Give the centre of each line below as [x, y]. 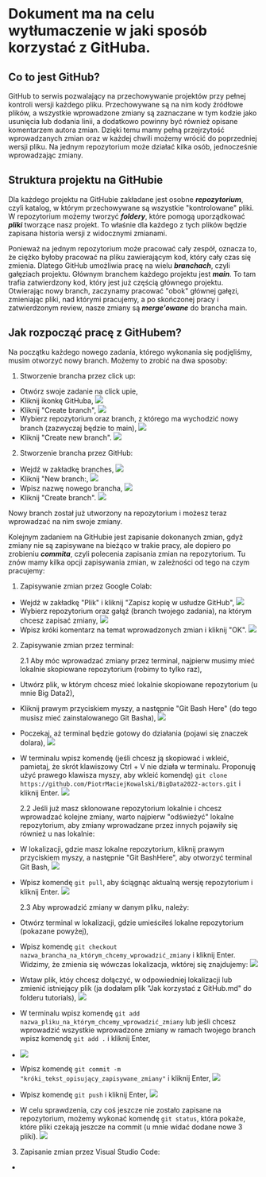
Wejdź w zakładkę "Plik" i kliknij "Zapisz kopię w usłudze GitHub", [127, 602]
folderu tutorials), [48, 997]
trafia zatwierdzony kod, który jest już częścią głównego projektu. [116, 282]
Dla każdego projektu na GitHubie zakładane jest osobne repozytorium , [126, 199]
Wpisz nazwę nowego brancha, [71, 488]
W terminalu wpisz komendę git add [80, 1013]
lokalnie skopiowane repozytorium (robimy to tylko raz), [111, 669]
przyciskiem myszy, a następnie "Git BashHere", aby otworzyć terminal [136, 857]
